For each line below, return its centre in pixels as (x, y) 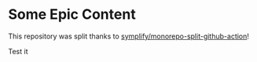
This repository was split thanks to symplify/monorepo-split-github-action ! (129, 36)
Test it (18, 51)
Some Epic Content (72, 15)
